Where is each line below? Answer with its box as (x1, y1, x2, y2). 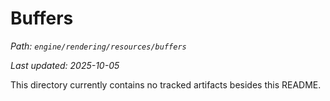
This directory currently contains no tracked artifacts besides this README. (10, 78, 322, 91)
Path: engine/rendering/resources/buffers (10, 40, 187, 52)
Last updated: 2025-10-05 (10, 59, 120, 71)
